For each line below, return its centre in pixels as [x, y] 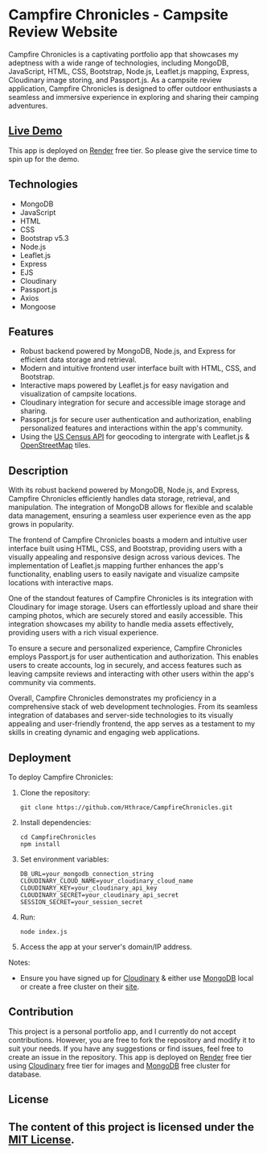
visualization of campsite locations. [78, 394]
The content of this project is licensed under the [131, 1127]
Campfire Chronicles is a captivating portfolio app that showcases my [123, 54]
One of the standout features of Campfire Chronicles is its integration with [131, 599]
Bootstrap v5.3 [44, 238]
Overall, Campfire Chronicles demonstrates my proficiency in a [113, 698]
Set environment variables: [64, 859]
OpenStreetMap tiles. [55, 446]
